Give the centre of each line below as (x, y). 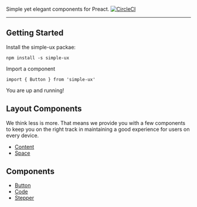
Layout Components (44, 109)
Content (24, 147)
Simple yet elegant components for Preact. (58, 9)
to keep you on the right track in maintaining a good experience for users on (98, 129)
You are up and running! (35, 90)
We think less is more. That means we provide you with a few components (96, 123)
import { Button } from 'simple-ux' (51, 79)
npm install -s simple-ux (38, 58)
